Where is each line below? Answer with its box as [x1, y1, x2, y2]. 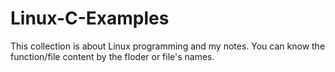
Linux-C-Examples [10, 7, 170, 30]
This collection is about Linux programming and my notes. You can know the [10, 40, 326, 52]
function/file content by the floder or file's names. [10, 50, 215, 62]
